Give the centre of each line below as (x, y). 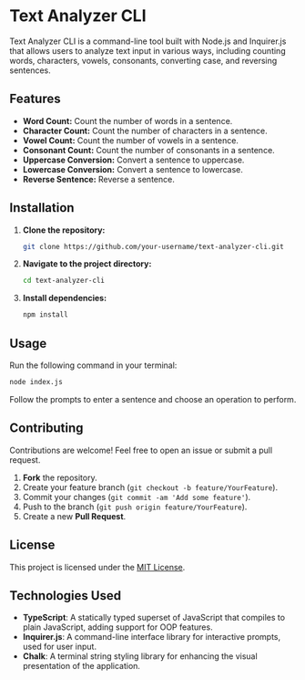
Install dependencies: (65, 298)
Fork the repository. (60, 477)
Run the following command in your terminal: (93, 365)
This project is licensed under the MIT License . (97, 567)
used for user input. (60, 647)
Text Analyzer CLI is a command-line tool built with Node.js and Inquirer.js (148, 41)
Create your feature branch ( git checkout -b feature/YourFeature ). (150, 487)
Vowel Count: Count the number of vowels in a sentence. (131, 140)
